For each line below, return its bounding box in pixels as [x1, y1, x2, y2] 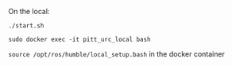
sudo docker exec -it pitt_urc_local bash [8, 35, 151, 43]
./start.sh [8, 22, 44, 30]
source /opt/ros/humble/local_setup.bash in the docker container [8, 49, 225, 58]
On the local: [8, 7, 50, 16]
